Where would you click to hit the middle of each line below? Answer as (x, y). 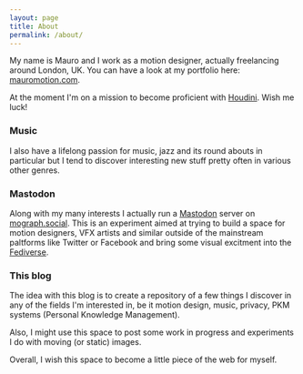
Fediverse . (29, 252)
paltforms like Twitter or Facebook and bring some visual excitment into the (151, 242)
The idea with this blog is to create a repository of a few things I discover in (151, 296)
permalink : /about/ (46, 35)
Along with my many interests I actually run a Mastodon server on (132, 213)
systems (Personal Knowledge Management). (95, 315)
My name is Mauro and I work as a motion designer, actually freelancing (144, 61)
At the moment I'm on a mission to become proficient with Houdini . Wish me (152, 97)
